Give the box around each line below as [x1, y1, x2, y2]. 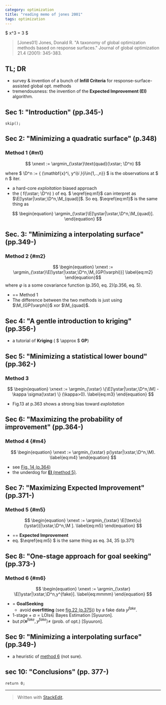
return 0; [5, 681, 26, 686]
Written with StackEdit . [17, 694, 64, 700]
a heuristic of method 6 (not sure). [12, 653, 83, 659]
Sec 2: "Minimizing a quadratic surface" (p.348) [5, 134, 157, 143]
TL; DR [5, 64, 26, 73]
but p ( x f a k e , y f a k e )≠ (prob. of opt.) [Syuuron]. [12, 617, 103, 624]
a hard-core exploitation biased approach [12, 185, 97, 191]
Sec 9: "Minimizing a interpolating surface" [5, 633, 142, 641]
